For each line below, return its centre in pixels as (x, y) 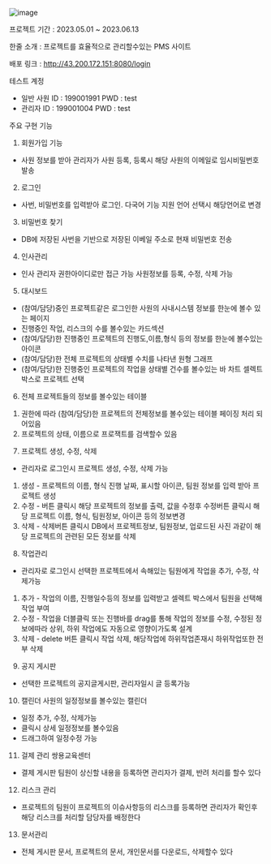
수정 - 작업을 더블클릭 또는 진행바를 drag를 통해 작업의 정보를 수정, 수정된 (137, 618)
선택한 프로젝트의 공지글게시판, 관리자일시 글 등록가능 (105, 683)
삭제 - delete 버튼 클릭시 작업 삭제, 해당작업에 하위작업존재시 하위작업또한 (138, 638)
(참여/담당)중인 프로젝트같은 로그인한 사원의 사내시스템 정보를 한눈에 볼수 (136, 308)
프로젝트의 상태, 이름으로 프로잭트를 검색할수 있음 (99, 434)
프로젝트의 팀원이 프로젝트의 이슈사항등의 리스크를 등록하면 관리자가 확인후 (139, 807)
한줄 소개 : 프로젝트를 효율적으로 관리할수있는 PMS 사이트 (100, 46)
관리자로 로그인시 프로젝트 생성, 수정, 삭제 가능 (95, 468)
